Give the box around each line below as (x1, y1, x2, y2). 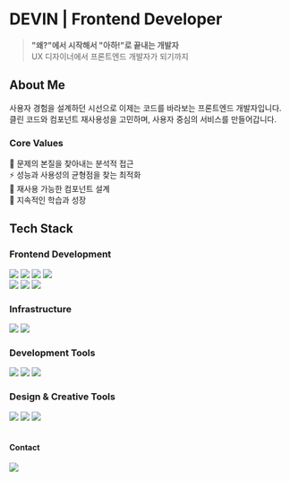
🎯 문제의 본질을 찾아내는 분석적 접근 (9, 158, 134, 170)
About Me (9, 77, 65, 93)
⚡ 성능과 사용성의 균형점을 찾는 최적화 (9, 170, 141, 180)
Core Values (9, 136, 64, 149)
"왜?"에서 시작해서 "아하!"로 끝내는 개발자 (30, 39, 179, 50)
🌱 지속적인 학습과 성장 (9, 195, 87, 206)
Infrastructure (9, 302, 72, 315)
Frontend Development (9, 248, 112, 260)
